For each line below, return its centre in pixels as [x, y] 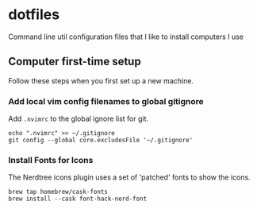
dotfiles [34, 15]
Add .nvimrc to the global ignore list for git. [79, 119]
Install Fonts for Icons [51, 160]
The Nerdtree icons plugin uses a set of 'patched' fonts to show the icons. [130, 177]
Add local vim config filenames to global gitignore [106, 101]
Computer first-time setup [75, 62]
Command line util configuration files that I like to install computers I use [126, 37]
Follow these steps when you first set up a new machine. [101, 80]
